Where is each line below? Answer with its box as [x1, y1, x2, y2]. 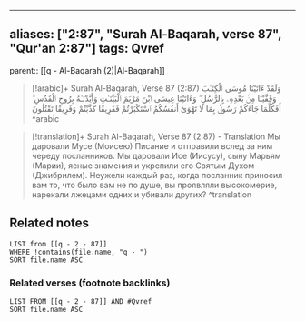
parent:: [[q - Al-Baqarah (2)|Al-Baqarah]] [9, 65, 165, 75]
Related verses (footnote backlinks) [9, 276, 171, 289]
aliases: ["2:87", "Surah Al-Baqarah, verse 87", [9, 26, 282, 42]
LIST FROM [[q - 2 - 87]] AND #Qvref [9, 296, 152, 306]
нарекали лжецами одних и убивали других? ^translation [31, 188, 252, 200]
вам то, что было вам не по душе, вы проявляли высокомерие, [31, 179, 278, 190]
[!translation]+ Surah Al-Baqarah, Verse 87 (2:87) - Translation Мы [31, 131, 281, 142]
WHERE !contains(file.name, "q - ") [9, 247, 148, 256]
